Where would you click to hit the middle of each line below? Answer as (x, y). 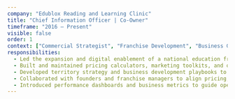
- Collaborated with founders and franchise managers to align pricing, (122, 78)
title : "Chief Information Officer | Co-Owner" (78, 20)
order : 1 (20, 40)
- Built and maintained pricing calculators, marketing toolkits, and (119, 66)
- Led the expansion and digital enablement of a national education (117, 59)
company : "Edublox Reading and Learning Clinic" (79, 14)
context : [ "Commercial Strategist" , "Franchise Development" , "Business (115, 46)
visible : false (29, 33)
